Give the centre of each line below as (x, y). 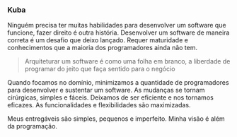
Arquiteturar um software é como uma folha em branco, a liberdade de (127, 61)
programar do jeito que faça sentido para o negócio (100, 69)
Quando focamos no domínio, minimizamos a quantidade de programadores (118, 83)
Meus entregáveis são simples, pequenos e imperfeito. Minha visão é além (116, 119)
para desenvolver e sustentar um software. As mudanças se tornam (106, 90)
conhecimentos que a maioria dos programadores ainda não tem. (103, 48)
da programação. (33, 126)
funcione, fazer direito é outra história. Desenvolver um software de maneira (118, 32)
